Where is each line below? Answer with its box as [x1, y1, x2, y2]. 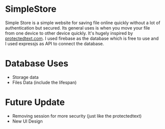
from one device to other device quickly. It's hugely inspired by [5, 30, 133, 36]
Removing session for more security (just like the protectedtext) [12, 113, 142, 119]
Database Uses [5, 58, 68, 69]
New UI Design [12, 118, 43, 124]
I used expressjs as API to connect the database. [5, 40, 104, 46]
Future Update [5, 97, 65, 108]
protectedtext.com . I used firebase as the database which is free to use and [5, 35, 159, 41]
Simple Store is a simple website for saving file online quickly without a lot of [5, 20, 161, 26]
